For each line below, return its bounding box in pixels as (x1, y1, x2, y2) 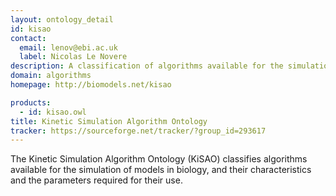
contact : (10, 33, 47, 43)
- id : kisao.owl (19, 107, 87, 117)
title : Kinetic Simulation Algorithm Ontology (10, 116, 208, 126)
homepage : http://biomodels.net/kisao (10, 80, 172, 90)
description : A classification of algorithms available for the (10, 61, 284, 71)
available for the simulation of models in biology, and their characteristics (10, 164, 312, 176)
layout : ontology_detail (10, 14, 114, 25)
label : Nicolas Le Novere (19, 52, 128, 62)
